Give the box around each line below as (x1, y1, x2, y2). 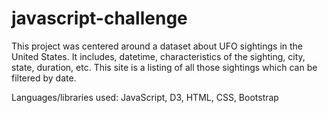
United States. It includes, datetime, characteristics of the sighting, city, (11, 50, 306, 62)
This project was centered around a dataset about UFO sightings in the (11, 40, 304, 52)
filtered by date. (11, 72, 77, 84)
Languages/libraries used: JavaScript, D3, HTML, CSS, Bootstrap (11, 91, 279, 103)
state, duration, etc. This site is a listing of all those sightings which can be (11, 61, 318, 73)
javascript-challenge (11, 7, 188, 30)
